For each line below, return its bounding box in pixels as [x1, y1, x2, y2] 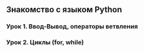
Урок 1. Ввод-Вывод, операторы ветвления [6, 22, 138, 31]
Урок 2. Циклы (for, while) [6, 38, 84, 47]
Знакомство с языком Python [6, 5, 123, 15]
